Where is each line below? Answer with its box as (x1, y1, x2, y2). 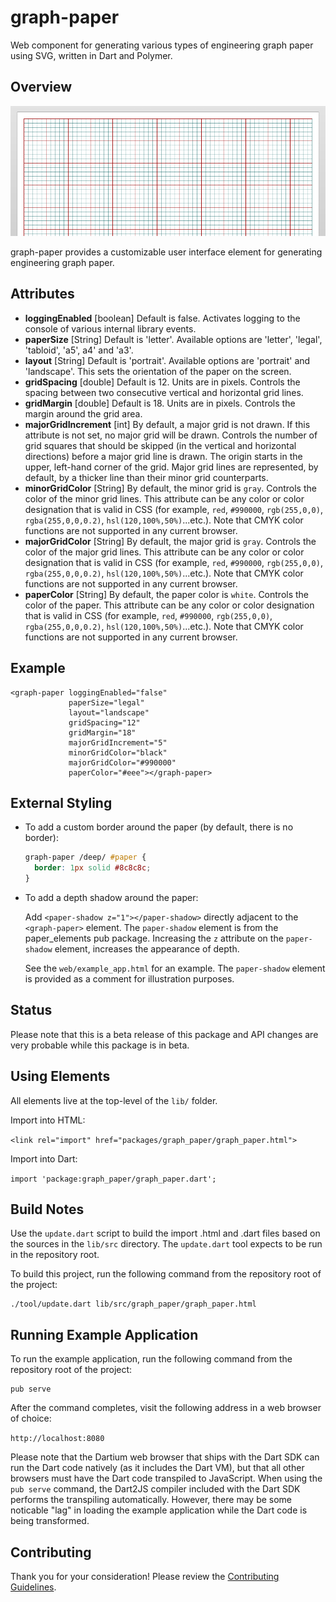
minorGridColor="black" (68, 747, 168, 758)
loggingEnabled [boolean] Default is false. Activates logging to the (24, 312, 301, 324)
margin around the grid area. (24, 407, 143, 420)
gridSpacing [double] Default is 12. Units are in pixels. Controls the (24, 376, 301, 388)
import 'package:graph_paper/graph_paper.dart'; (10, 1174, 217, 1184)
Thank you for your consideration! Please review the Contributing (10, 1571, 280, 1583)
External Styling (10, 794, 113, 811)
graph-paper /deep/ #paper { (24, 852, 147, 863)
